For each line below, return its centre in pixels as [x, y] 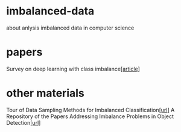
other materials [45, 93]
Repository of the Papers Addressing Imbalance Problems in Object [90, 116]
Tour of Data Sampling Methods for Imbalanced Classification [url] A [91, 110]
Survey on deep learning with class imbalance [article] [73, 69]
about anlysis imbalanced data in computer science [70, 28]
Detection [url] [24, 122]
